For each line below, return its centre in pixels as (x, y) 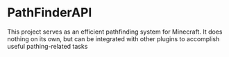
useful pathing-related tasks (48, 46)
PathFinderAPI (50, 13)
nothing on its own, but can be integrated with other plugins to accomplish (113, 38)
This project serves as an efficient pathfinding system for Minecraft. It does (115, 32)
